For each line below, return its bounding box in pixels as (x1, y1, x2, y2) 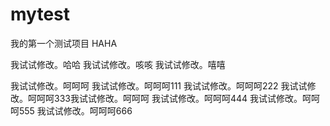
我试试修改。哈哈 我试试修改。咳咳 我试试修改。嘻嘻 (10, 58, 226, 70)
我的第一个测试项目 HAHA (10, 37, 118, 49)
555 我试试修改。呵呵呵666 (18, 104, 133, 117)
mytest (10, 3, 71, 26)
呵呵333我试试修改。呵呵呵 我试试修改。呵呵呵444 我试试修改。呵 (36, 92, 312, 104)
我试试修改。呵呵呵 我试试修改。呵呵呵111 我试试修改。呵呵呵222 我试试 (10, 79, 308, 92)
